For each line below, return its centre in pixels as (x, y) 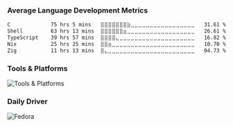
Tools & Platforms (37, 68)
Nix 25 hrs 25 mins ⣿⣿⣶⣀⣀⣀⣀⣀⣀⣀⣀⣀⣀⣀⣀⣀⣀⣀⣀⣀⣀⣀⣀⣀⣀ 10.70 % (117, 44)
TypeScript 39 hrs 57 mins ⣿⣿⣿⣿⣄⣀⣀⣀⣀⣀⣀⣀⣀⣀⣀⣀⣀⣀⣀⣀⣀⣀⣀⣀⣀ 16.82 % (117, 38)
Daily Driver (27, 101)
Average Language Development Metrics (78, 10)
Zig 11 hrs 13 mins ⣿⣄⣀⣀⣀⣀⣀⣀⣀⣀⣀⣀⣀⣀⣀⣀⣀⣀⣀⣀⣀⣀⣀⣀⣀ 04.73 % (117, 51)
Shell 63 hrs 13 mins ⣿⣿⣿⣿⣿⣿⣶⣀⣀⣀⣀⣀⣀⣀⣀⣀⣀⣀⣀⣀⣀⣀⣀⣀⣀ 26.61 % (117, 31)
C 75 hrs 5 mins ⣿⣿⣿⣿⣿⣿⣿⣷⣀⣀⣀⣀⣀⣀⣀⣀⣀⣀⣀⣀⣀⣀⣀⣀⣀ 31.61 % (117, 25)
